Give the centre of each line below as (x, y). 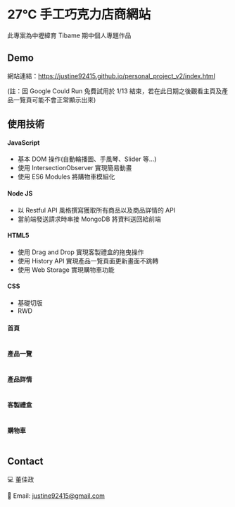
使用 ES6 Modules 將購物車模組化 (66, 177)
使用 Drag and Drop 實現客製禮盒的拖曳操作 (81, 252)
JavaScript (24, 143)
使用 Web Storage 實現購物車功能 (66, 270)
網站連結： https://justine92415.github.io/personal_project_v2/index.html (112, 76)
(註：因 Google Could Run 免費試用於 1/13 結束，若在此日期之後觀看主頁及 (115, 91)
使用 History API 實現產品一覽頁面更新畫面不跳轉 (88, 261)
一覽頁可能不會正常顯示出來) (55, 100)
